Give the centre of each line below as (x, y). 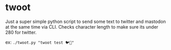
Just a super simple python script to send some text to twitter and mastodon (86, 21)
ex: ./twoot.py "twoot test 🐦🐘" (40, 42)
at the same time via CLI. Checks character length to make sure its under (82, 27)
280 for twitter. (21, 32)
